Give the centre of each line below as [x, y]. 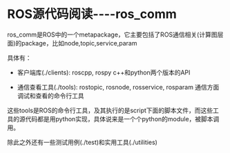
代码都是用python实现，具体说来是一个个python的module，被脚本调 [122, 119]
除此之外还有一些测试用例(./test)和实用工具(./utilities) [82, 142]
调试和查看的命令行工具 [50, 95]
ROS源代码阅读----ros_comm [92, 14]
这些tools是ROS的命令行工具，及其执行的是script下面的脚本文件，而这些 [110, 110]
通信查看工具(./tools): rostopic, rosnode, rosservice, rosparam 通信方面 [118, 87]
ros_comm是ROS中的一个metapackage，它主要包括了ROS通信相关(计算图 [112, 34]
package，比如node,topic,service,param [79, 43]
